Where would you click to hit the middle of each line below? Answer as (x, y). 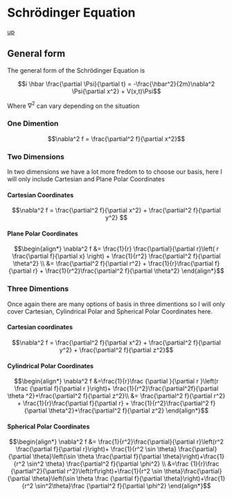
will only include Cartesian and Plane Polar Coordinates (86, 179)
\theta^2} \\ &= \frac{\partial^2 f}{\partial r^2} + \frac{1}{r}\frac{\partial (113, 264)
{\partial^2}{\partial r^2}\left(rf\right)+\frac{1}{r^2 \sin (87, 471)
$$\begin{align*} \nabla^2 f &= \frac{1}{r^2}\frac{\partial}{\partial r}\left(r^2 (116, 442)
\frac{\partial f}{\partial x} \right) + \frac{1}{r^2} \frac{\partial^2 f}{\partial (116, 256)
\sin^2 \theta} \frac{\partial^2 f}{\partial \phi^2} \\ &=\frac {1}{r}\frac (123, 464)
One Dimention (33, 124)
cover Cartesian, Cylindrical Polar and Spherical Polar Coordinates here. (110, 311)
